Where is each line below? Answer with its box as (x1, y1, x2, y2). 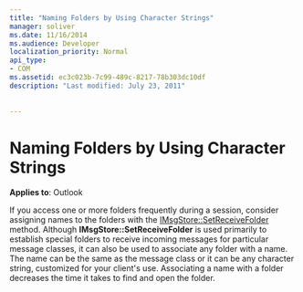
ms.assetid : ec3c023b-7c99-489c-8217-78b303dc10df (9, 73, 206, 82)
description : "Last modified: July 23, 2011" (9, 81, 185, 90)
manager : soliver (9, 22, 76, 31)
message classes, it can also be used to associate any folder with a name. (9, 244, 288, 255)
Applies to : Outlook (9, 187, 84, 198)
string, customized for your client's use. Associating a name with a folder (9, 263, 285, 274)
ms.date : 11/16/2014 (9, 30, 89, 39)
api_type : (9, 56, 47, 65)
